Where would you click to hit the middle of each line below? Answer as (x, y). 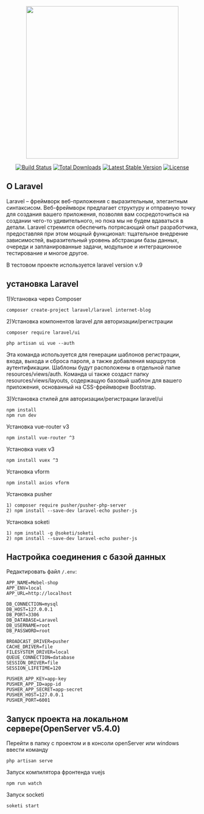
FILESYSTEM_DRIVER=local (38, 652)
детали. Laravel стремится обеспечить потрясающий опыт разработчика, (102, 227)
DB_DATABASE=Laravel (33, 620)
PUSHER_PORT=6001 (28, 701)
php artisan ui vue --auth (40, 343)
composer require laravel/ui (43, 333)
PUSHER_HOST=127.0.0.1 (35, 695)
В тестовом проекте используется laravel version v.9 (75, 265)
